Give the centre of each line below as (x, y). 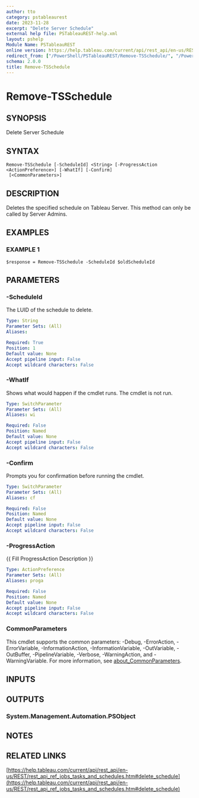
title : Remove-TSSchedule (38, 67)
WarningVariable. (27, 661)
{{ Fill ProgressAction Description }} (50, 559)
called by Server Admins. (37, 214)
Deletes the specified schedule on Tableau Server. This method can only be (99, 208)
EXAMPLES (28, 233)
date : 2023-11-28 (28, 23)
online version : (26, 51)
